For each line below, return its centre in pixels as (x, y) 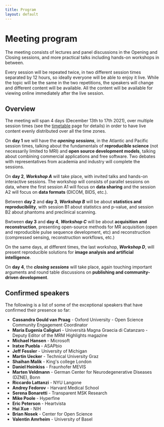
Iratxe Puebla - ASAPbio (37, 346)
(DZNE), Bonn (26, 377)
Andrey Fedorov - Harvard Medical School (55, 388)
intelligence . (18, 257)
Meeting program (41, 39)
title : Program (21, 10)
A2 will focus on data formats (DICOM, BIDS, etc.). (56, 192)
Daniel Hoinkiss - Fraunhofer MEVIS (49, 367)
